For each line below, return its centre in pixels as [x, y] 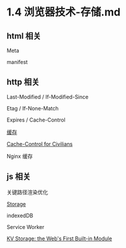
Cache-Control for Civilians [40, 144]
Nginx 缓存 [20, 156]
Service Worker [26, 227]
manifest [17, 62]
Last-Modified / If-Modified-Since [48, 97]
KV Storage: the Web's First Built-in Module [59, 239]
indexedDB [20, 215]
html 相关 [24, 36]
